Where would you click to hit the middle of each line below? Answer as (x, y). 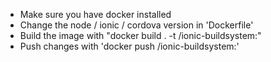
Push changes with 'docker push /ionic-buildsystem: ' (129, 46)
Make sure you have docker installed (95, 14)
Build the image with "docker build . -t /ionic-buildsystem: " (140, 35)
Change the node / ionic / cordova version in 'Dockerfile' (136, 25)
